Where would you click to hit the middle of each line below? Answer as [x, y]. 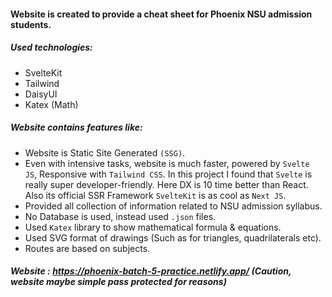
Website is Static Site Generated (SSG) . [105, 152]
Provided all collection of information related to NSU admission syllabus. [173, 206]
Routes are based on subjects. [87, 248]
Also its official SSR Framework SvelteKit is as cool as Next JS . [155, 195]
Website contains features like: [76, 127]
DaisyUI [41, 94]
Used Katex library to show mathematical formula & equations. [153, 227]
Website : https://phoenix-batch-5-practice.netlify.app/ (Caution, [151, 271]
